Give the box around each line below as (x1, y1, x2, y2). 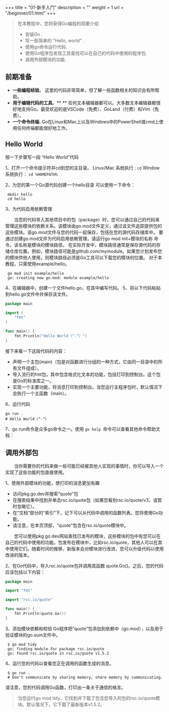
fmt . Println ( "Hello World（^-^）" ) (14, 334, 88, 339)
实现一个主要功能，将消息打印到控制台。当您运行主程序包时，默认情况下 (12, 384, 162, 390)
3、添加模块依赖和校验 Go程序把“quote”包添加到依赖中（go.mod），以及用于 (5, 626, 163, 632)
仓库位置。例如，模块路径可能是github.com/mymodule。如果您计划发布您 (9, 248, 162, 254)
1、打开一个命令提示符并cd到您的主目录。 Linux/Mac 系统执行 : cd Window (5, 165, 160, 171)
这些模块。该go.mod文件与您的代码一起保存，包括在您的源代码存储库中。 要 (5, 229, 163, 235)
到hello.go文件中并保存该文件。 (5, 291, 70, 297)
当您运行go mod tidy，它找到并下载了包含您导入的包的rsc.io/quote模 (17, 695, 160, 701)
